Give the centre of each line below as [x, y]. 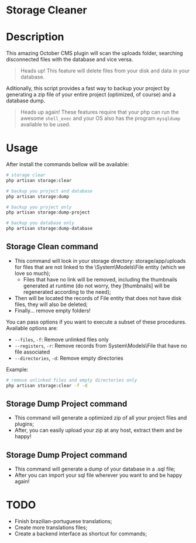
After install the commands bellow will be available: [68, 164]
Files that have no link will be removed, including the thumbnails [100, 279]
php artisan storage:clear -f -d [47, 386]
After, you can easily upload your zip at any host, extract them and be [98, 430]
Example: [17, 369]
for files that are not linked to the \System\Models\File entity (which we [100, 267]
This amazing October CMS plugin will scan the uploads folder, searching [94, 53]
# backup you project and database [49, 191]
